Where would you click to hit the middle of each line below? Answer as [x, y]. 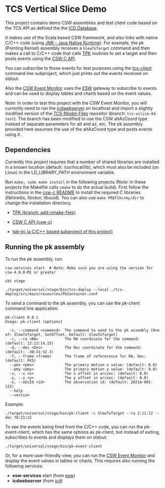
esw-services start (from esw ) [44, 475]
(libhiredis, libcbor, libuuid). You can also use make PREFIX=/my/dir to [75, 197]
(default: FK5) [21, 360]
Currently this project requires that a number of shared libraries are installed [82, 162]
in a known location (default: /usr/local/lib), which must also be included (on [82, 167]
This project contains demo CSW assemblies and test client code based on [81, 23]
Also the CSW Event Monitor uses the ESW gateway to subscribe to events [81, 88]
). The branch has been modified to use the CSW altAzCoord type [81, 118]
